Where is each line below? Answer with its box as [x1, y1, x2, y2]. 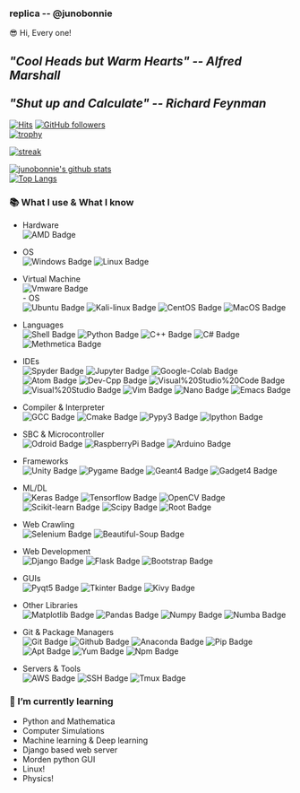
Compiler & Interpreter [21, 402, 106, 413]
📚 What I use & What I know [9, 196, 134, 209]
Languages [21, 319, 64, 330]
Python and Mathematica [21, 716, 116, 727]
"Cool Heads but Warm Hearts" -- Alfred [9, 53, 242, 69]
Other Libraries [21, 600, 79, 611]
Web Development [21, 546, 91, 557]
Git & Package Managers [21, 627, 115, 638]
